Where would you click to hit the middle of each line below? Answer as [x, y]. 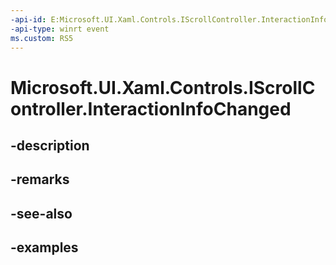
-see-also [41, 213]
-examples [44, 247]
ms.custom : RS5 [42, 38]
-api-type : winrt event [60, 29]
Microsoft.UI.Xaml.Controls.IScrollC [163, 87]
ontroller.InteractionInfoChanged [151, 108]
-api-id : [28, 19]
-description [50, 145]
